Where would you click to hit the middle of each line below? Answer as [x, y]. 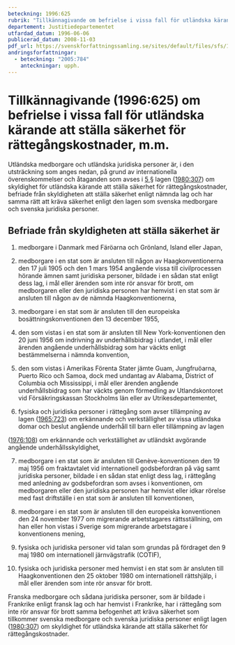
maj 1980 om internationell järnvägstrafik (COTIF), [90, 555]
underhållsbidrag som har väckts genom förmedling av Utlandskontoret [120, 391]
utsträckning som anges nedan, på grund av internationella [92, 171]
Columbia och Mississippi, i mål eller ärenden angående [98, 383]
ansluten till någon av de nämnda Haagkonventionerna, [97, 298]
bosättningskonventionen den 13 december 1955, [89, 319]
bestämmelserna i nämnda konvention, [74, 355]
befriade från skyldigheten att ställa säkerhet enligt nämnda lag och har [111, 194]
